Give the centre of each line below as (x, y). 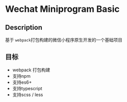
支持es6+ (22, 82)
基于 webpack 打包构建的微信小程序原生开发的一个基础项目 (64, 40)
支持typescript (27, 88)
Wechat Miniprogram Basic (63, 9)
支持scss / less (28, 95)
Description (24, 27)
